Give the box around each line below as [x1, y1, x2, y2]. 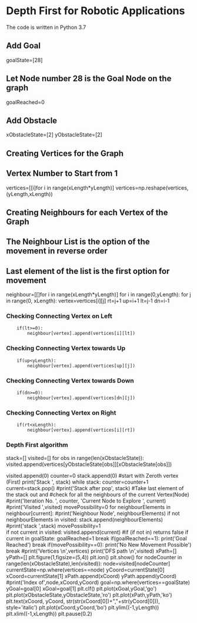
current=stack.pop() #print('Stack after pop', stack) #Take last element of [6, 484, 184, 491]
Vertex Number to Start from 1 [6, 168, 118, 178]
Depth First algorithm [6, 441, 69, 449]
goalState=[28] [6, 56, 43, 63]
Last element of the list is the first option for [6, 266, 170, 276]
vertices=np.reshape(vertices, [115, 184, 189, 191]
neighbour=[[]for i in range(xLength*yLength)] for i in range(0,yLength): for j [6, 291, 191, 298]
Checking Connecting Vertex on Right [6, 409, 116, 417]
